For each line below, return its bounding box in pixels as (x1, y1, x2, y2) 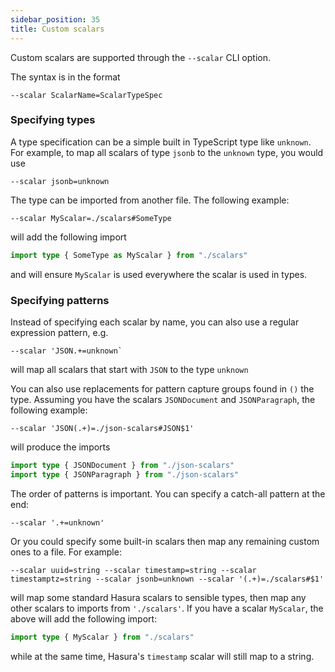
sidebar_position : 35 (10, 14, 101, 25)
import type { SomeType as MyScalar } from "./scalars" (10, 250, 248, 260)
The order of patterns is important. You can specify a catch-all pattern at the (10, 487, 326, 500)
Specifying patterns (10, 293, 110, 307)
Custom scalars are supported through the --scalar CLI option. (10, 51, 272, 63)
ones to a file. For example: (10, 546, 122, 558)
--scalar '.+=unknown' (10, 517, 105, 528)
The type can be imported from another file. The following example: (10, 194, 290, 206)
